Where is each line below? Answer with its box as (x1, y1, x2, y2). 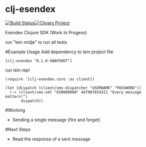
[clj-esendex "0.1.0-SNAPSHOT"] (5, 58, 72, 63)
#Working (5, 107, 25, 113)
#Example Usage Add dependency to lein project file (5, 49, 114, 55)
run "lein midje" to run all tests (5, 39, 67, 45)
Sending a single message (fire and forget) (12, 117, 101, 123)
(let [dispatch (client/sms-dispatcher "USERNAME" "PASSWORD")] (5, 85, 142, 90)
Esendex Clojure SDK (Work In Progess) (5, 29, 87, 35)
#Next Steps (5, 126, 31, 132)
